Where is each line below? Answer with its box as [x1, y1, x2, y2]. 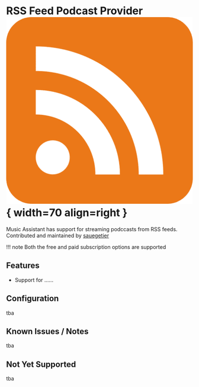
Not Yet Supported [6, 359, 76, 369]
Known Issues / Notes [6, 326, 89, 336]
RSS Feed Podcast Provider [6, 4, 143, 18]
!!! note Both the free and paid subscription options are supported [6, 243, 166, 250]
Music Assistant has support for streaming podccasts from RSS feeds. [6, 225, 178, 232]
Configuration [6, 293, 59, 303]
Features [6, 261, 40, 271]
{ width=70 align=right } [6, 206, 128, 220]
